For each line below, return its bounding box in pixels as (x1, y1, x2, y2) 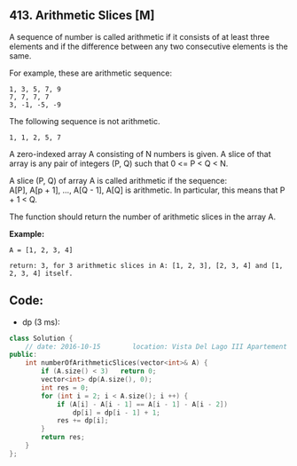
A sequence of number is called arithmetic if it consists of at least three (9, 31, 270, 42)
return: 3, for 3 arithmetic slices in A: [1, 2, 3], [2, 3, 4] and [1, (9, 261, 284, 270)
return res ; (41, 433, 86, 442)
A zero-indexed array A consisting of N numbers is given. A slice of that (9, 148, 272, 159)
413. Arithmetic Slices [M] (9, 8, 155, 23)
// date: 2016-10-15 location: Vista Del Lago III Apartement (25, 342, 288, 351)
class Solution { (9, 334, 74, 343)
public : (9, 351, 38, 359)
